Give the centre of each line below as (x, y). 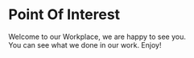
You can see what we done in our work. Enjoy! (85, 44)
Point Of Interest (64, 15)
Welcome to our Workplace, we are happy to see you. (97, 37)
